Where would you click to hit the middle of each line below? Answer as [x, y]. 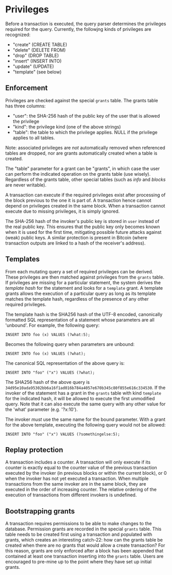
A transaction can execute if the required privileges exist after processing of [85, 195]
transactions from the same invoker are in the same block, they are [76, 484]
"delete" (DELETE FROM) [39, 50]
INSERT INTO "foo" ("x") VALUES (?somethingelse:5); [63, 434]
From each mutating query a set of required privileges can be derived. [79, 271]
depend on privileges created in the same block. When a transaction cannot [85, 206]
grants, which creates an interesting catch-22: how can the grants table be [84, 540]
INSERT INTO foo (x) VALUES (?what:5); [48, 335]
